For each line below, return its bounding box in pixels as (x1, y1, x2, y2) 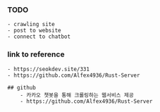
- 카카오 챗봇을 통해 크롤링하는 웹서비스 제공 (20, 92, 134, 99)
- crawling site (7, 21, 55, 28)
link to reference (7, 49, 65, 59)
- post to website (7, 27, 61, 35)
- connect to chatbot (7, 33, 71, 40)
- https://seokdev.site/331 (7, 66, 90, 73)
